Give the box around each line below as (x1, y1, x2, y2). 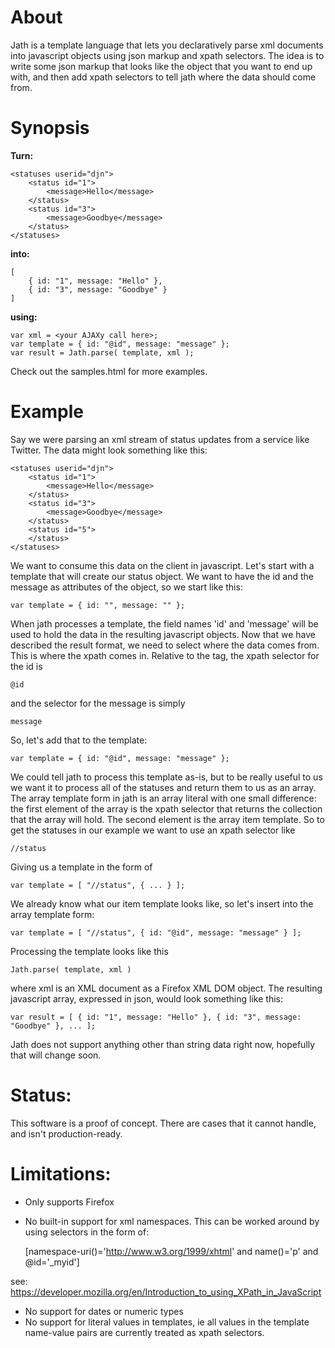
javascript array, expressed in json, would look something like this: (10, 992, 283, 1005)
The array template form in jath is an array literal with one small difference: (10, 792, 317, 804)
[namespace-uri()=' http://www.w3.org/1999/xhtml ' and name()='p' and (24, 1245, 319, 1257)
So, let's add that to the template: (10, 734, 148, 746)
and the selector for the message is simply (10, 697, 186, 709)
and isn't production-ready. (10, 1127, 123, 1140)
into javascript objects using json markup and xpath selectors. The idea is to (10, 49, 325, 61)
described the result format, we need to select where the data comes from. (10, 639, 320, 651)
